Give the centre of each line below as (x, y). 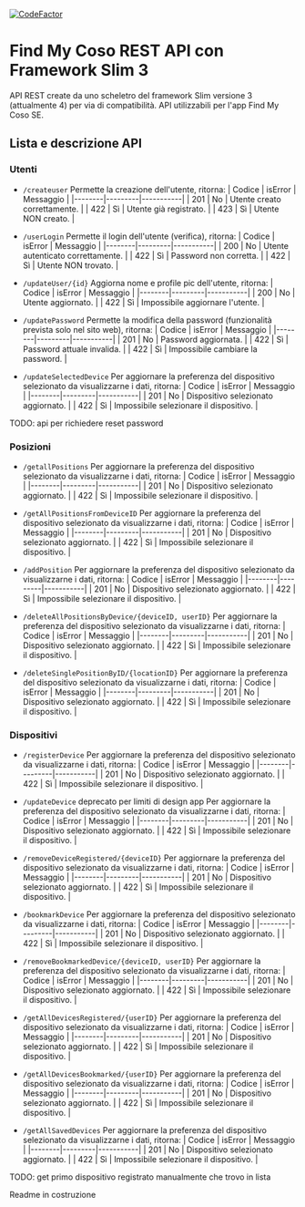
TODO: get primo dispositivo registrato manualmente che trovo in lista (140, 1177)
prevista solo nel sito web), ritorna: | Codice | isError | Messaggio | (147, 329)
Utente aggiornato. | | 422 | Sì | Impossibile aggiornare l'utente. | (143, 302)
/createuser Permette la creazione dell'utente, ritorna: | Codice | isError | (159, 189)
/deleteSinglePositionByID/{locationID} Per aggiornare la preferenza (155, 672)
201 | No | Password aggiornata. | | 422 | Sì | (205, 339)
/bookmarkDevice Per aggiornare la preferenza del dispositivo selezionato (159, 914)
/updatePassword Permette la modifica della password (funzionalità (147, 320)
